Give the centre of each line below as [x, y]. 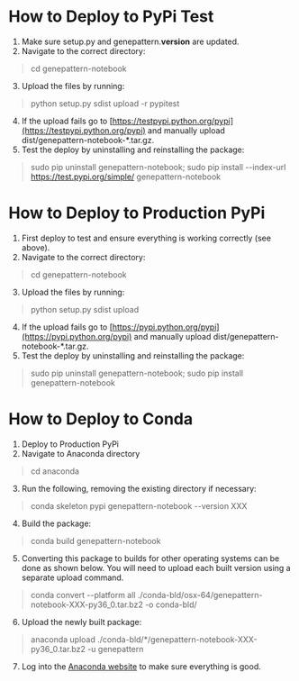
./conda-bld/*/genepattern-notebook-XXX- [177, 639]
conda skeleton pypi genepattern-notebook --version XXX [139, 505]
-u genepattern [116, 649]
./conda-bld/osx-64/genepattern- [200, 595]
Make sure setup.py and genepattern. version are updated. [130, 41]
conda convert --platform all [83, 595]
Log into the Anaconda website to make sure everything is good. [141, 666]
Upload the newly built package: [82, 622]
